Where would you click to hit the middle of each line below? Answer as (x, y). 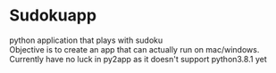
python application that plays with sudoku (86, 40)
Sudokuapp (53, 16)
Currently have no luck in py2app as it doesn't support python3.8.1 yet (138, 59)
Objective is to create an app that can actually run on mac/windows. (134, 49)
